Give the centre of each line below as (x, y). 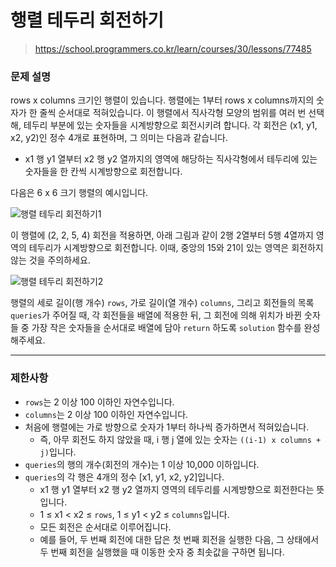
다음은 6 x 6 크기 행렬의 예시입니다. (79, 193)
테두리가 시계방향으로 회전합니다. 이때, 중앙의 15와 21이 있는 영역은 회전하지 (176, 248)
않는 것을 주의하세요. (50, 260)
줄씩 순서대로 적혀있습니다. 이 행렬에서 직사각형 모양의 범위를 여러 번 (173, 113)
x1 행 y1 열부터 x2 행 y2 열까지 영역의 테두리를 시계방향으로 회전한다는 (177, 489)
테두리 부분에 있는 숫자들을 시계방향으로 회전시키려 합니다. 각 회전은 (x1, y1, (170, 125)
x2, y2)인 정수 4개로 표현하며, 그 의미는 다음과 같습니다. (119, 138)
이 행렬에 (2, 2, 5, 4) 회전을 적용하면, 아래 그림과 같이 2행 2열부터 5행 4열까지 (162, 235)
